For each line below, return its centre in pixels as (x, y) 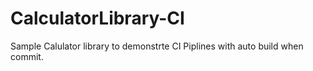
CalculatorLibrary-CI (97, 18)
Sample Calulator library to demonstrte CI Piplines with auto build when (157, 46)
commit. (27, 56)
